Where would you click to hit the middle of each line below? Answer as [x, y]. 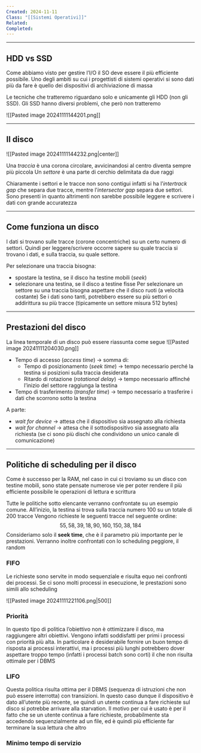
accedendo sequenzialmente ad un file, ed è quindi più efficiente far [90, 721]
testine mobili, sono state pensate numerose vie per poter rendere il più [94, 485]
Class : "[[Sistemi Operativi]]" [46, 17]
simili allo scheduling [32, 589]
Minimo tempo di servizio [44, 743]
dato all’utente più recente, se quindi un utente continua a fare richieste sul [98, 702]
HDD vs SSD [29, 58]
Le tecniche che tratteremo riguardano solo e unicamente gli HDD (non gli [97, 97]
